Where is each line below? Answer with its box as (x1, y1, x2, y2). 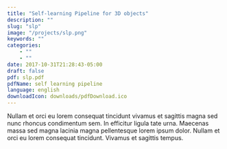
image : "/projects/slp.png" (7, 29, 88, 36)
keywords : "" (7, 36, 45, 43)
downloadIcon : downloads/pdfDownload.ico (7, 93, 128, 100)
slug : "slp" (7, 23, 41, 30)
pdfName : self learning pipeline (7, 80, 103, 87)
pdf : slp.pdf (7, 73, 45, 81)
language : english (7, 87, 60, 93)
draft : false (7, 67, 45, 74)
